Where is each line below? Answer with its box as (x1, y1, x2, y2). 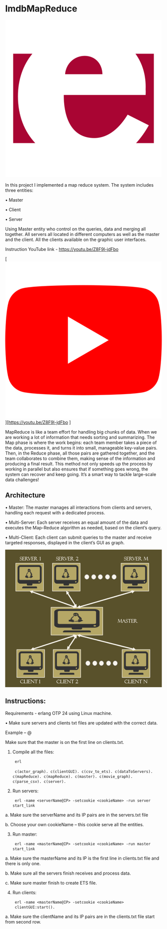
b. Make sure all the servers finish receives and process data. (5, 870, 131, 876)
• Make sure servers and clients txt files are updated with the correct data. (5, 719, 158, 726)
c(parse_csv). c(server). (12, 779, 66, 784)
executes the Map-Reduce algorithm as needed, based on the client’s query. (5, 524, 162, 530)
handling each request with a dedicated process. (5, 509, 105, 515)
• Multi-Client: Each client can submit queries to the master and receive (5, 534, 152, 540)
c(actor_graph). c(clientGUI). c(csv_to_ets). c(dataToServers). (14, 769, 153, 774)
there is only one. (5, 860, 41, 866)
